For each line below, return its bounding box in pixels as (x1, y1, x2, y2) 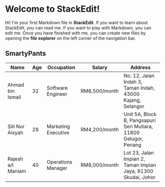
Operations (46, 158, 73, 165)
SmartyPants (5, 49, 46, 58)
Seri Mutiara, (123, 123, 153, 130)
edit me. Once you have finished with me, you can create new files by (5, 30, 146, 36)
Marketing (46, 123, 70, 130)
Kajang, (123, 96, 141, 103)
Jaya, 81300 (123, 167, 154, 174)
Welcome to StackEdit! (5, 3, 100, 15)
